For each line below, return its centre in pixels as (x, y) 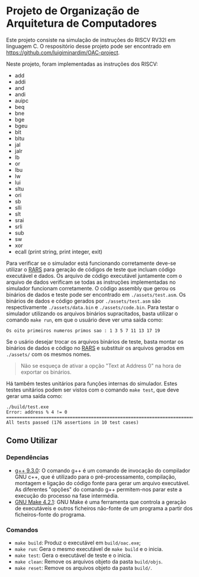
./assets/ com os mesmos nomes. (49, 354)
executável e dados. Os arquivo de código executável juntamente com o (94, 275)
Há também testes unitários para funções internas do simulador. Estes (92, 383)
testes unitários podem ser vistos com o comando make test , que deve (93, 390)
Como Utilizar (32, 440)
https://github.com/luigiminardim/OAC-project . (63, 52)
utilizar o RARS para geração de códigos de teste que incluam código (91, 269)
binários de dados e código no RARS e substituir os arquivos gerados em (95, 348)
